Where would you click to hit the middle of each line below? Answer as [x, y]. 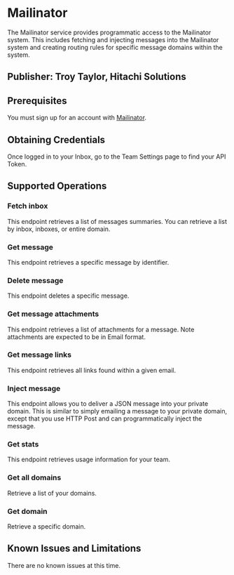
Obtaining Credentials [56, 139]
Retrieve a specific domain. [47, 527]
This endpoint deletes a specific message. [68, 296]
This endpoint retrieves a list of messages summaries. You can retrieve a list [117, 221]
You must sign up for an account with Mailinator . [77, 118]
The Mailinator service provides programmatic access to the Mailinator [109, 32]
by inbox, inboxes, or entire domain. [59, 229]
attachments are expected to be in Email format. [76, 337]
